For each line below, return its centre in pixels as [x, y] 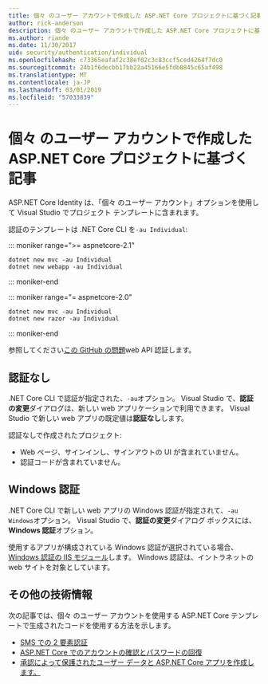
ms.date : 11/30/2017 [43, 45]
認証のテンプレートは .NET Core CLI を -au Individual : [98, 230]
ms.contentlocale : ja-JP [49, 82]
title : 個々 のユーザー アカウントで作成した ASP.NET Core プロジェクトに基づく [130, 16]
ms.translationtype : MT [48, 75]
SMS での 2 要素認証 [53, 642]
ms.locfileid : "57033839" [51, 97]
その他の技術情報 [50, 595]
